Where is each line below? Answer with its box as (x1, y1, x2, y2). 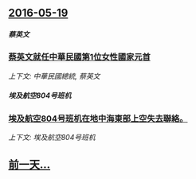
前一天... (8, 158, 51, 172)
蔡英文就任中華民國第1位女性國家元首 (8, 52, 151, 63)
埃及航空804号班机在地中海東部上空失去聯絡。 (8, 113, 188, 124)
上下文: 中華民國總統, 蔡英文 (8, 71, 100, 80)
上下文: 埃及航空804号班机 (8, 133, 96, 142)
